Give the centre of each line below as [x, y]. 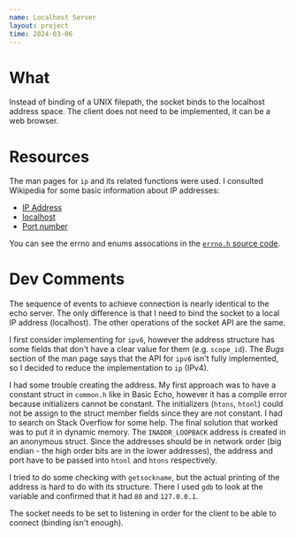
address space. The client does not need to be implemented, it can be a [140, 111]
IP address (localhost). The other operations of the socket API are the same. [148, 323]
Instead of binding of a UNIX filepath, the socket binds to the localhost [137, 102]
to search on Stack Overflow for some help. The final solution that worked [144, 423]
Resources [49, 157]
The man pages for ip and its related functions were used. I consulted [136, 181]
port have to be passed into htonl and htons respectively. [114, 460]
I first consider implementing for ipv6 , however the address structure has [142, 340]
